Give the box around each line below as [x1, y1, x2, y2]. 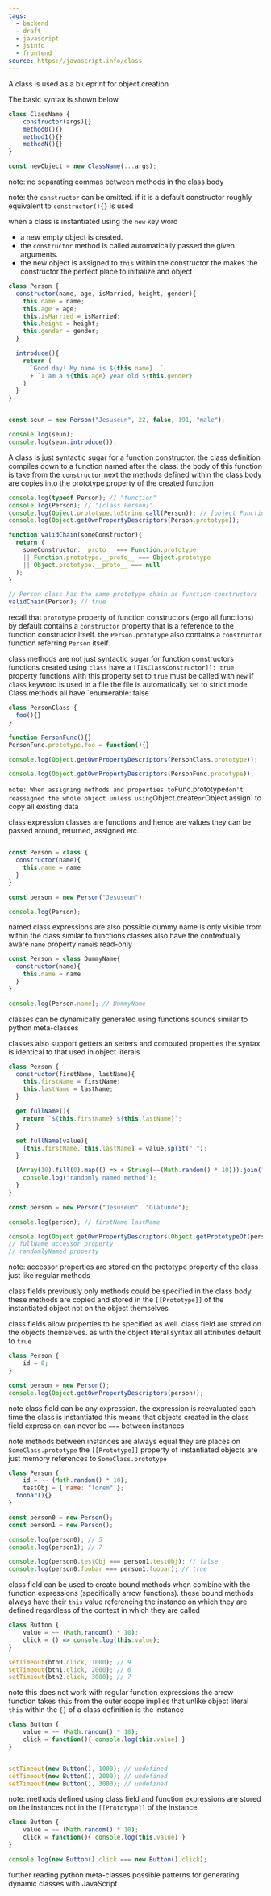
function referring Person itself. [8, 638, 110, 648]
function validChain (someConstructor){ [8, 531, 143, 539]
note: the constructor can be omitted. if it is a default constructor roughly [8, 193, 252, 202]
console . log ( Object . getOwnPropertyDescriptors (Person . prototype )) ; [8, 516, 240, 524]
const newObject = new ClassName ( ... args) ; [8, 162, 157, 170]
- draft [15, 27, 42, 35]
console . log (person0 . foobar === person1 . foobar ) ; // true [8, 1565, 207, 1573]
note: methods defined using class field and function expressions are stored [8, 1794, 261, 1804]
